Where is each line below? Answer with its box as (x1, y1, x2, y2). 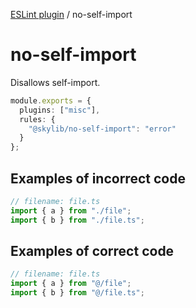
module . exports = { (10, 95, 92, 106)
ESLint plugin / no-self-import (10, 9, 133, 20)
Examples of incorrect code (10, 170, 186, 187)
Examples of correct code (10, 243, 175, 260)
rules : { (19, 114, 56, 124)
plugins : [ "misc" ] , (19, 105, 101, 115)
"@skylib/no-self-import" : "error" (28, 124, 177, 134)
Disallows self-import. (10, 76, 101, 88)
